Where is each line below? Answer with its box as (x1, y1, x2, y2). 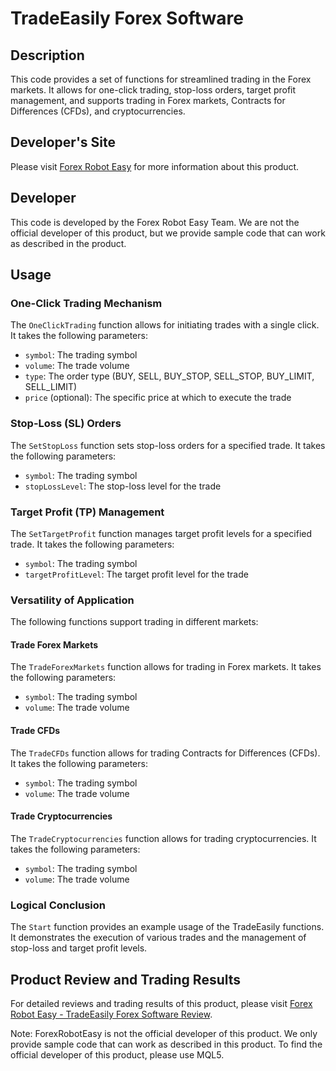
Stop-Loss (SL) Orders (10, 417, 122, 431)
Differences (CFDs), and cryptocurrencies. (10, 105, 186, 117)
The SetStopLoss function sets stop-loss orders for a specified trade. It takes (10, 439, 326, 451)
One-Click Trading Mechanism (10, 296, 163, 310)
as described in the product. (10, 237, 127, 249)
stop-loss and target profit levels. (10, 942, 148, 954)
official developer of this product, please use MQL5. (10, 1048, 225, 1061)
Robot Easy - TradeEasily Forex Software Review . (10, 1008, 213, 1020)
